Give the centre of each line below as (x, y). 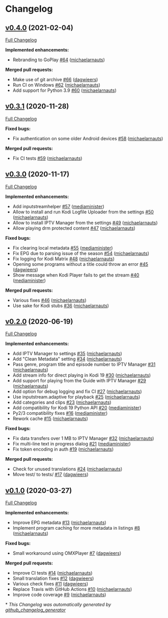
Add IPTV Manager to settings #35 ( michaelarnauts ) (67, 354)
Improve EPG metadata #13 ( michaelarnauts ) (60, 523)
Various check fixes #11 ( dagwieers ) (50, 584)
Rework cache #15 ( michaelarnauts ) (50, 418)
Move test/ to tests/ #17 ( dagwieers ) (50, 475)
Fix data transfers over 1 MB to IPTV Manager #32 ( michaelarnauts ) (83, 438)
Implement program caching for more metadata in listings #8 (76, 528)
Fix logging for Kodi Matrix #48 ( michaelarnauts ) (63, 259)
